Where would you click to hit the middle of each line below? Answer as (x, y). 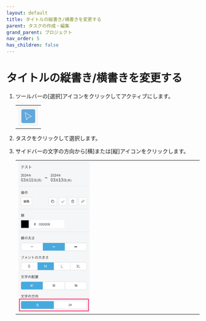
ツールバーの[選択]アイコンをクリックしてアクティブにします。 (94, 96)
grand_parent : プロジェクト (39, 32)
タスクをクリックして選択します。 (58, 138)
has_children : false (33, 45)
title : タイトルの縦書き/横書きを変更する (54, 19)
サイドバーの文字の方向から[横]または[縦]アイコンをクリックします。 (102, 151)
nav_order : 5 (23, 39)
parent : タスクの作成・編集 (38, 26)
